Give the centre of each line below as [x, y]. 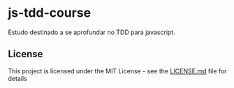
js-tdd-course [50, 13]
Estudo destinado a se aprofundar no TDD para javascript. [92, 32]
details [17, 78]
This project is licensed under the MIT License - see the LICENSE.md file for [117, 71]
